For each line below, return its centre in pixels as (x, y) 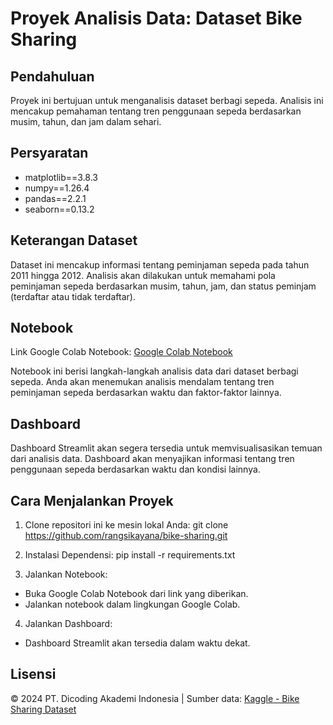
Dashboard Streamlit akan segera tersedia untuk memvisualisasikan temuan (166, 448)
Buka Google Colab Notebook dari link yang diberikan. (136, 594)
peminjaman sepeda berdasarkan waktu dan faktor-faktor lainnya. (146, 393)
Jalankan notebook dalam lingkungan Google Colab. (132, 604)
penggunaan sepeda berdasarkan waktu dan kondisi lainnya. (135, 469)
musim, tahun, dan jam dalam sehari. (86, 121)
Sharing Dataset (43, 709)
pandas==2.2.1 (55, 198)
